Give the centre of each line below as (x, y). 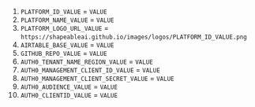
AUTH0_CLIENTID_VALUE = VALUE (69, 95)
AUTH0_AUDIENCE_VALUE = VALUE (69, 87)
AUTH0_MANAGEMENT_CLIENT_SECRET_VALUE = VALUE (97, 78)
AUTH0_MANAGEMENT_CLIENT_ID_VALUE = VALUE (90, 70)
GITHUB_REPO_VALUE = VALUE (64, 53)
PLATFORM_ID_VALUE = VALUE (64, 11)
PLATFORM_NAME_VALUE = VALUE (67, 20)
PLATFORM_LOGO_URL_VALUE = (64, 28)
